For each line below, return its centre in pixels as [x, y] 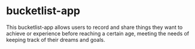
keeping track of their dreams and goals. [56, 40]
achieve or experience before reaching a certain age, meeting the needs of [98, 33]
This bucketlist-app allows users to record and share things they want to [95, 27]
